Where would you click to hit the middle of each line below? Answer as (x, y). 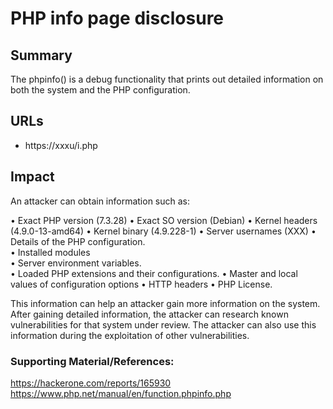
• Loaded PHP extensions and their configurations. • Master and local (154, 273)
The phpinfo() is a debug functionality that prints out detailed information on (167, 79)
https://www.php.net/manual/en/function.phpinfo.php (121, 393)
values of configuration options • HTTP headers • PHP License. (141, 284)
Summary (41, 55)
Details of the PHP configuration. (78, 241)
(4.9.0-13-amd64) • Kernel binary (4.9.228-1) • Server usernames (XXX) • (163, 231)
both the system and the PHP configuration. (100, 90)
